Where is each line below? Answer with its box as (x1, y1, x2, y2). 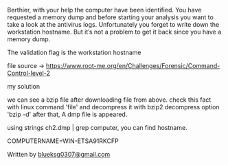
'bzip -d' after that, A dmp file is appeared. (7, 110, 128, 118)
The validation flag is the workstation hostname (7, 48, 141, 56)
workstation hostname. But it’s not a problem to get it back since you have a (7, 27, 222, 36)
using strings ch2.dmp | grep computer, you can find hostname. (7, 124, 187, 131)
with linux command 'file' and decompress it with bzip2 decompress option (7, 103, 220, 111)
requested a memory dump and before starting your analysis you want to (7, 13, 214, 21)
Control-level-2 (7, 69, 50, 77)
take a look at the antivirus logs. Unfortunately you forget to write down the (7, 21, 220, 28)
